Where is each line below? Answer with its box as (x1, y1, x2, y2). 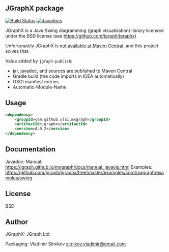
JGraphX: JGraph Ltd (5, 231, 50, 237)
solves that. (5, 48, 30, 54)
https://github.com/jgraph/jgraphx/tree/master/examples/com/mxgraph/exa (5, 169, 164, 175)
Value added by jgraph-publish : (5, 58, 73, 64)
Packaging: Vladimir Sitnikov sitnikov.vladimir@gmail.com (5, 241, 126, 247)
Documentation (5, 145, 56, 154)
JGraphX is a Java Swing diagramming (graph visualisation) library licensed (5, 27, 164, 34)
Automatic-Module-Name (12, 84, 67, 90)
